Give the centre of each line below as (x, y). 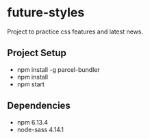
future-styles (46, 13)
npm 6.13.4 (32, 122)
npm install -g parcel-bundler (59, 69)
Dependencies (39, 106)
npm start (30, 84)
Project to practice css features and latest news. (75, 31)
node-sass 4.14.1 (40, 129)
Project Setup (37, 53)
